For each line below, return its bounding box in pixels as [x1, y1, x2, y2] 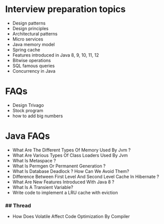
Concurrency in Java [12, 68, 56, 74]
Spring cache [12, 47, 40, 53]
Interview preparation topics [5, 4, 126, 15]
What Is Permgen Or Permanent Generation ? [12, 163, 106, 169]
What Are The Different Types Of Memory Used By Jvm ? [12, 147, 131, 153]
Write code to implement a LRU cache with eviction [12, 189, 118, 195]
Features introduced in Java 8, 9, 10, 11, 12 [12, 52, 99, 58]
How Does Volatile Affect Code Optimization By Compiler [12, 213, 130, 219]
